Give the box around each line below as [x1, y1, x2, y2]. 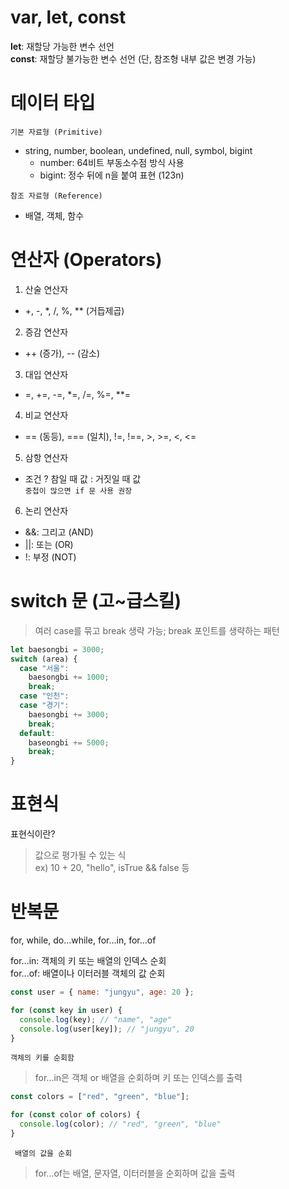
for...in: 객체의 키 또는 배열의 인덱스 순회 [10, 955, 167, 966]
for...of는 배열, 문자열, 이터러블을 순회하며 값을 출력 [34, 1167, 236, 1179]
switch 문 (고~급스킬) [10, 590, 182, 612]
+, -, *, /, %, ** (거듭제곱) [24, 304, 125, 316]
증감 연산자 [24, 326, 69, 338]
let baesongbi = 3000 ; [10, 644, 105, 655]
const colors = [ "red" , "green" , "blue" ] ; [10, 1092, 190, 1102]
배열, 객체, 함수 [24, 209, 85, 221]
